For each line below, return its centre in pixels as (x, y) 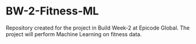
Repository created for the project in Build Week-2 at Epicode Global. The (98, 28)
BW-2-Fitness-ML (52, 11)
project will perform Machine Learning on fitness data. (74, 34)
